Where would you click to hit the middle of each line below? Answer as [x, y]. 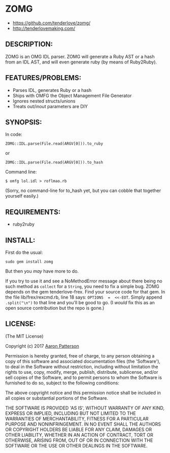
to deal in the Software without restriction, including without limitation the [82, 367]
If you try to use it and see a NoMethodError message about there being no [84, 281]
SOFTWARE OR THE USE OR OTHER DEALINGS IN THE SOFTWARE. [76, 445]
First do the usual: [24, 252]
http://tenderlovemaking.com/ [44, 28]
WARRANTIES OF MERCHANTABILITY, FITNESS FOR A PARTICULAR [77, 418]
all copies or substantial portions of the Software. [57, 398]
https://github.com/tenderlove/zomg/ [51, 23]
